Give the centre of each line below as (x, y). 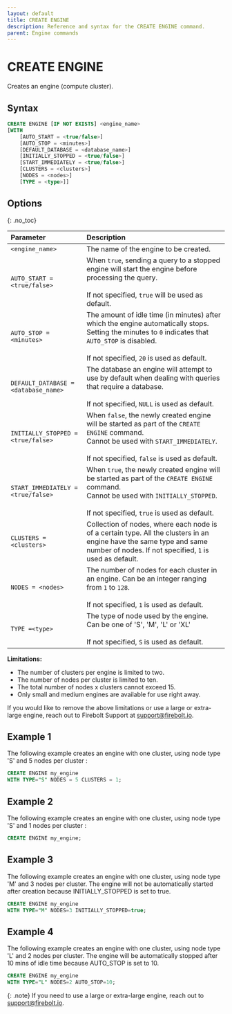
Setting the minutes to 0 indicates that (147, 332)
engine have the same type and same (147, 541)
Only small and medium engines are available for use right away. (109, 694)
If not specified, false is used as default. (152, 458)
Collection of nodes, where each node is (152, 524)
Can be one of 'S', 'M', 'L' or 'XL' (138, 624)
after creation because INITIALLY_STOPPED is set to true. (89, 891)
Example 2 (30, 801)
